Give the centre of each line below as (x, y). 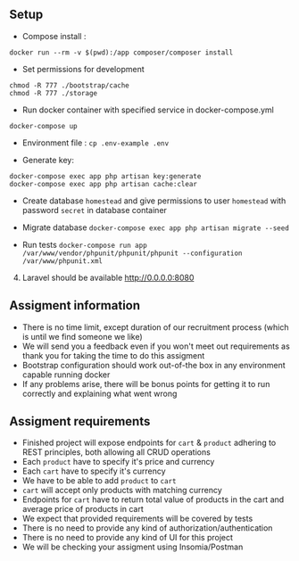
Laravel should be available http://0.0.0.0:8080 (108, 277)
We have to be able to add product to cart (99, 481)
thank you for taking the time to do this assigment (113, 355)
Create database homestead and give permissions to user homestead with (154, 201)
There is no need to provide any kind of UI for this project (128, 538)
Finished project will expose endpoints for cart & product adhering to (149, 443)
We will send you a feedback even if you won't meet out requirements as (156, 346)
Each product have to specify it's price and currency (118, 462)
